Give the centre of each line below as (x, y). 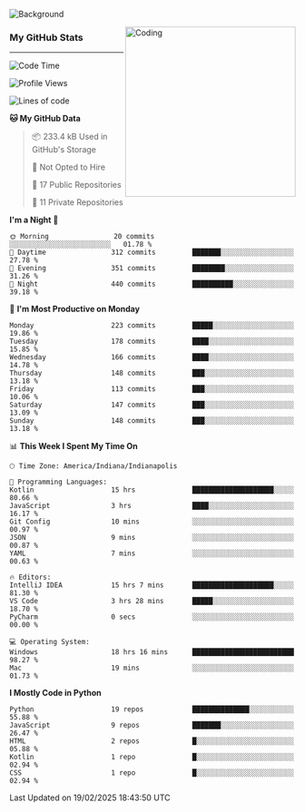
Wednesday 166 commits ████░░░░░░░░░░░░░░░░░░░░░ (152, 357)
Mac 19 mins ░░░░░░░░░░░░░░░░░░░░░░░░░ (152, 668)
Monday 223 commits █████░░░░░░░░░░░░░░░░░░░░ (152, 326)
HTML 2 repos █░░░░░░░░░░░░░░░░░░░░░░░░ (152, 741)
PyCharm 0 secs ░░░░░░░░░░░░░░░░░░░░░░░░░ (152, 617)
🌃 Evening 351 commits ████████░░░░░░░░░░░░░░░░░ (152, 269)
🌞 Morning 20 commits (82, 237)
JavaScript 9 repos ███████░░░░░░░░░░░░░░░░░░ (152, 726)
